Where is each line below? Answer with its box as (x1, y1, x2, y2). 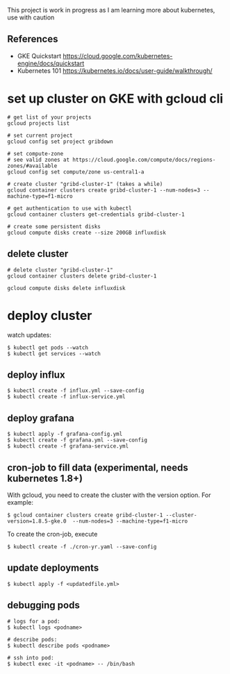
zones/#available (7, 162, 58, 169)
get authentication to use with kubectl (13, 205, 132, 212)
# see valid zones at (7, 156, 70, 163)
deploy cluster (7, 307, 92, 323)
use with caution (7, 13, 55, 22)
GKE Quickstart (17, 51, 62, 60)
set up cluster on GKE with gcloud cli (7, 91, 224, 106)
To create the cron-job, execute (7, 530, 98, 538)
